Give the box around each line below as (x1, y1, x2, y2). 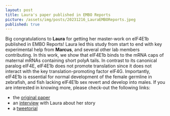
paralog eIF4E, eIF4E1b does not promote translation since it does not (5, 63, 152, 69)
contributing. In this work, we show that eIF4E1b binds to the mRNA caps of (5, 52, 164, 58)
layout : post (5, 7, 33, 13)
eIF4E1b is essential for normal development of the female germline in (5, 74, 152, 80)
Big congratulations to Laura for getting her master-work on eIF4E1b (5, 36, 149, 42)
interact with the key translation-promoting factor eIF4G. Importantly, (5, 68, 151, 75)
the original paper (12, 95, 50, 101)
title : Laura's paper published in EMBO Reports (5, 12, 111, 17)
